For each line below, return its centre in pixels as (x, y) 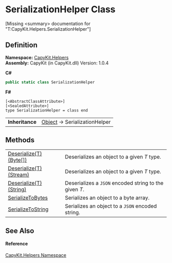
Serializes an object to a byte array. (107, 198)
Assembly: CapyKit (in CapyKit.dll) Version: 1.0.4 (57, 63)
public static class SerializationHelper (50, 82)
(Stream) (19, 175)
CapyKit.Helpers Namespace (36, 255)
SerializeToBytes (28, 198)
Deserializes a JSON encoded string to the (114, 183)
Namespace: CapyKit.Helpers (37, 57)
